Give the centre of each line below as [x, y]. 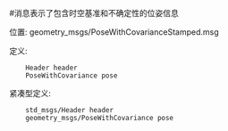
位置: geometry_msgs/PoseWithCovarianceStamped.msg [114, 32]
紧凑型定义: [30, 93]
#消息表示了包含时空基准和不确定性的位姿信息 [94, 13]
